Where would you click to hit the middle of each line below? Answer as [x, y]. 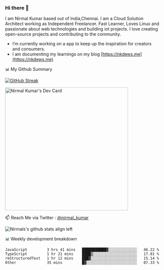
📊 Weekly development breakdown [41, 239]
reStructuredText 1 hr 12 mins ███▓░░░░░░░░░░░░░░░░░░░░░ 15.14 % [82, 258]
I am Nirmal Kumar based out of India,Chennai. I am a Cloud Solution [74, 19]
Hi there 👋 [17, 8]
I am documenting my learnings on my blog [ [57, 54]
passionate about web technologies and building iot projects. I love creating [82, 29]
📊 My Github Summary [29, 69]
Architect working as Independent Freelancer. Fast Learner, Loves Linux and [82, 24]
